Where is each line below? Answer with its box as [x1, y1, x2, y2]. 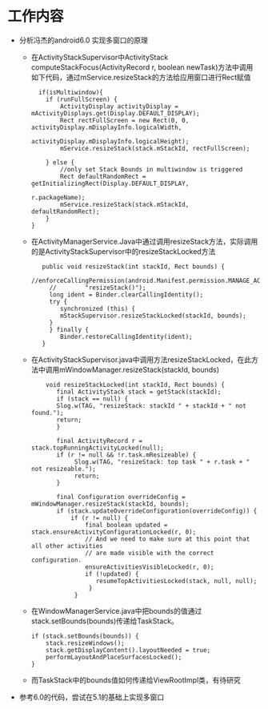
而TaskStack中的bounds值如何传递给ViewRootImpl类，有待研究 [30, 675, 241, 685]
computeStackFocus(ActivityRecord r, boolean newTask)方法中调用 [30, 62, 254, 72]
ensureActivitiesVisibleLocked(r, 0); [84, 562, 214, 571]
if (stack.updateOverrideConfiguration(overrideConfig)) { [56, 506, 258, 515]
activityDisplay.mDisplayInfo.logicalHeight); [30, 137, 190, 145]
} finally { [49, 325, 90, 333]
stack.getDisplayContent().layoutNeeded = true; [46, 646, 211, 654]
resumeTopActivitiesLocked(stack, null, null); [95, 577, 258, 585]
